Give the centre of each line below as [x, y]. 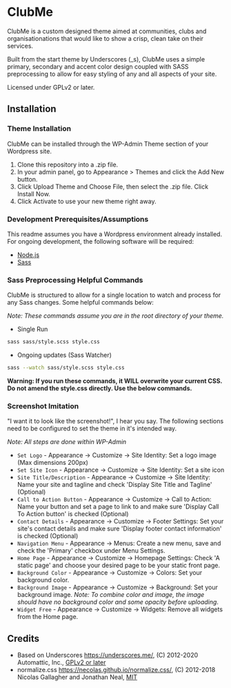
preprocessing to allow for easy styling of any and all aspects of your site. [112, 74]
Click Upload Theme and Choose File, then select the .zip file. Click [113, 187]
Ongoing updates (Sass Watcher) [64, 355]
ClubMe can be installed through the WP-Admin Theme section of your [108, 144]
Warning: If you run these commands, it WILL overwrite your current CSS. [115, 381]
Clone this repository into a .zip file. [68, 164]
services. [20, 46]
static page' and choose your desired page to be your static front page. [119, 565]
